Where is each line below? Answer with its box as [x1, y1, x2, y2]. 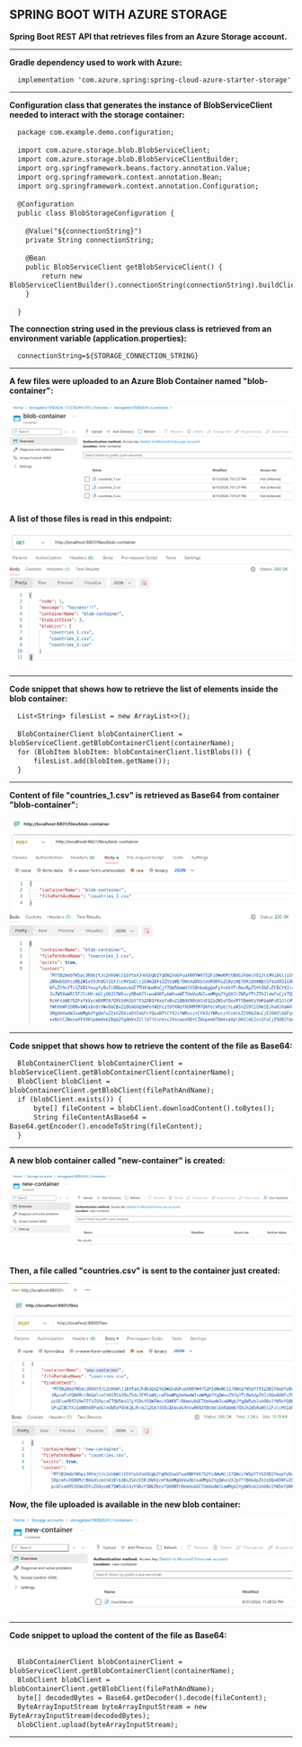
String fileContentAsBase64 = [32, 1112, 147, 1122]
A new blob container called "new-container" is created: [9, 1154, 226, 1165]
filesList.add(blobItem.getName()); [32, 756, 171, 765]
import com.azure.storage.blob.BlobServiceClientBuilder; [17, 155, 240, 164]
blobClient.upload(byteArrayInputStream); [17, 1721, 179, 1730]
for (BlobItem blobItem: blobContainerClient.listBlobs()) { [17, 747, 252, 756]
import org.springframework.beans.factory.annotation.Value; [17, 164, 252, 173]
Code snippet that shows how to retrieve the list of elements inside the [9, 683, 279, 694]
